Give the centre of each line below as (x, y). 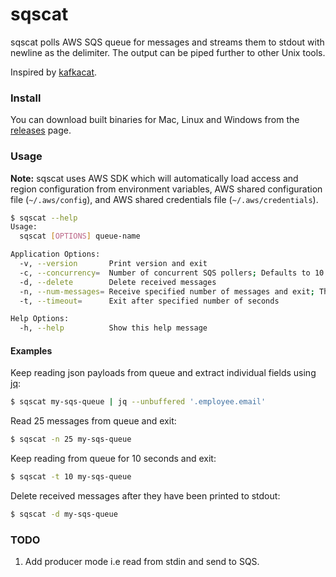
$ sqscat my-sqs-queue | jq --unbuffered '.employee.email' (138, 402)
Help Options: (40, 319)
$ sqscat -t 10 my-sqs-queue (71, 477)
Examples (31, 350)
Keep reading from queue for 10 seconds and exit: (113, 459)
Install (26, 98)
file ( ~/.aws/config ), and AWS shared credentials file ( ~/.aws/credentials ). (164, 199)
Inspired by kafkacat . (54, 72)
